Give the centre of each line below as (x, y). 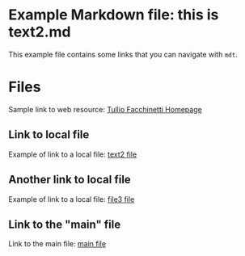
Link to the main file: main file (57, 244)
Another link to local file (70, 180)
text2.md (40, 32)
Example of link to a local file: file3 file (72, 199)
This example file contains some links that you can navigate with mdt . (123, 54)
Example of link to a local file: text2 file (73, 154)
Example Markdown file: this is (114, 15)
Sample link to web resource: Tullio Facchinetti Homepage (105, 109)
